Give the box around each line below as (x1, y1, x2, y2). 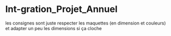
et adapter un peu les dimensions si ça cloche (5, 25, 102, 31)
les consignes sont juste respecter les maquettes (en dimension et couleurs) (5, 20, 166, 26)
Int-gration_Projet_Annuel (5, 3, 118, 15)
